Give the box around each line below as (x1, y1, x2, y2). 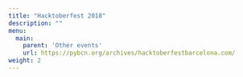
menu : (8, 26, 27, 34)
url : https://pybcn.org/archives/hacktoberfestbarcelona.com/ (23, 49, 236, 57)
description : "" (8, 19, 63, 27)
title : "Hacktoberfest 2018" (8, 11, 106, 20)
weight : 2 (8, 57, 42, 65)
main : (15, 34, 35, 43)
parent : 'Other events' (23, 42, 103, 50)
